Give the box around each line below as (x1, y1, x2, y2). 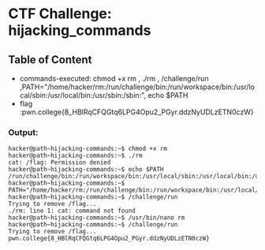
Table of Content (8, 53, 92, 66)
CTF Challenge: (8, 5, 112, 23)
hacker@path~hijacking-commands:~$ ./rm (8, 151, 144, 160)
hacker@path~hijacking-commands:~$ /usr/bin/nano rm (8, 214, 185, 222)
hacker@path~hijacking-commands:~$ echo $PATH (8, 166, 164, 174)
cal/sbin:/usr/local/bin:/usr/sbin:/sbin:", (19, 91, 147, 99)
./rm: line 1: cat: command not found (8, 207, 136, 215)
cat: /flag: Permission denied (8, 159, 111, 166)
